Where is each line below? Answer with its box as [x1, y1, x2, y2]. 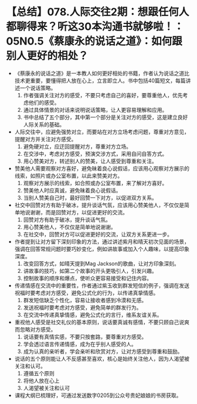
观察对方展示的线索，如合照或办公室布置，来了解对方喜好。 [23, 179, 168, 186]
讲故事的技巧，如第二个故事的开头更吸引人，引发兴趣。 [23, 267, 157, 274]
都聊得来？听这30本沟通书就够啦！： [6, 20, 184, 33]
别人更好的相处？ [6, 49, 89, 63]
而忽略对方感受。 [14, 326, 56, 333]
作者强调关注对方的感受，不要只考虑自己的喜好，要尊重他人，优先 [23, 91, 183, 98]
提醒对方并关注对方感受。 [14, 135, 77, 142]
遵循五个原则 [23, 369, 55, 376]
